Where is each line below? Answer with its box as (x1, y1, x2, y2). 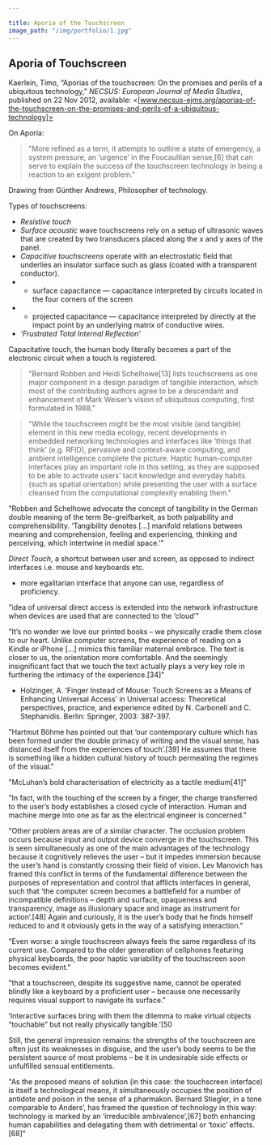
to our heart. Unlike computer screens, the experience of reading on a (8, 636, 242, 645)
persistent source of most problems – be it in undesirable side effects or (8, 1053, 248, 1062)
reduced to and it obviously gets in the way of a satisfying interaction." (8, 921, 243, 931)
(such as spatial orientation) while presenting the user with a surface (28, 479, 257, 489)
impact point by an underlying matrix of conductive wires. (32, 320, 225, 330)
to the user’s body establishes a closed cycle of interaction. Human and (8, 802, 247, 812)
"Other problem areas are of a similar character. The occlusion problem (8, 826, 246, 836)
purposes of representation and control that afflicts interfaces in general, (8, 877, 252, 888)
